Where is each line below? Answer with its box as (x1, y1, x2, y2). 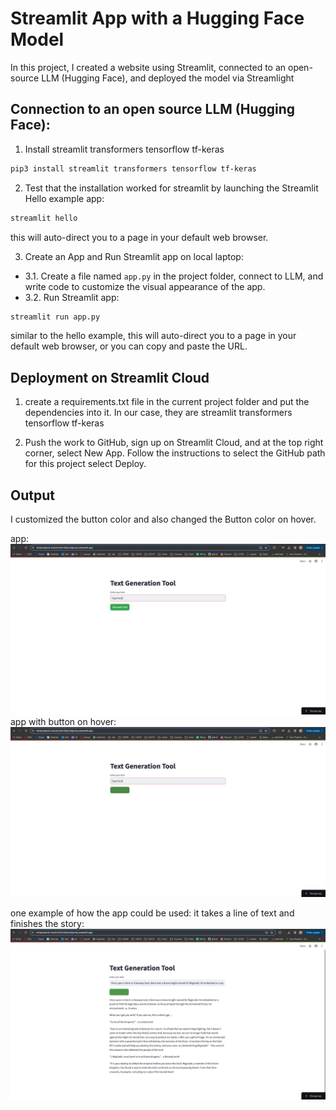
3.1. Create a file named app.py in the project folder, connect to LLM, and (24, 270, 324, 282)
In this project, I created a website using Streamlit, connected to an (10, 61, 287, 73)
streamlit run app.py (10, 312, 101, 322)
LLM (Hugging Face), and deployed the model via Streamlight (41, 72, 295, 84)
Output (10, 487, 55, 504)
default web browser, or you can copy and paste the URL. (10, 340, 248, 352)
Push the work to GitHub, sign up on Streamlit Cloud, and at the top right (24, 437, 324, 449)
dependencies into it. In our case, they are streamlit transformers (24, 407, 293, 419)
